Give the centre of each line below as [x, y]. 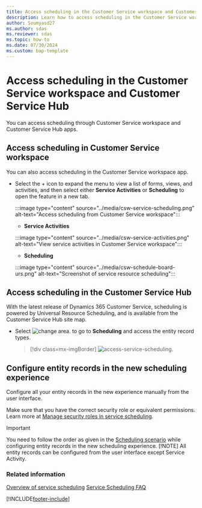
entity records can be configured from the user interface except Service [96, 452]
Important [18, 428]
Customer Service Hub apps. [42, 129]
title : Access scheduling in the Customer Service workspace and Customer [102, 12]
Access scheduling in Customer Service [83, 148]
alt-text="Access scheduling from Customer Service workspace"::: [97, 214]
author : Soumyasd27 [31, 23]
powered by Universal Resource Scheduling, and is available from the [92, 313]
